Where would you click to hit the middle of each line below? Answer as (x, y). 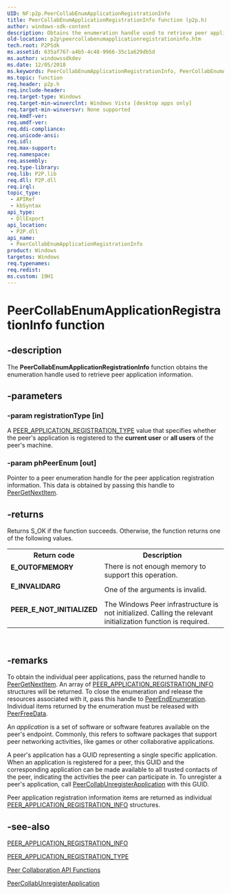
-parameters (35, 396)
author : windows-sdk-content (49, 26)
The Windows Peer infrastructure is (161, 605)
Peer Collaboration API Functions (54, 870)
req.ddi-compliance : (37, 129)
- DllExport (27, 219)
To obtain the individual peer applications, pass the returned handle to (107, 677)
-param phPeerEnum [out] (52, 463)
